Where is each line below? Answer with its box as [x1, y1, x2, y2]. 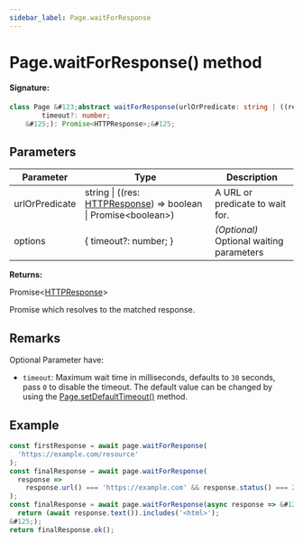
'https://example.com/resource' [17, 449, 140, 459]
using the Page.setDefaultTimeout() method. [22, 391, 188, 402]
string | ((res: [84, 186, 141, 199]
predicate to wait [215, 198, 287, 211]
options [14, 235, 46, 248]
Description [226, 171, 278, 183]
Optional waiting [215, 235, 284, 248]
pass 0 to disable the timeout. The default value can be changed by [22, 381, 273, 393]
